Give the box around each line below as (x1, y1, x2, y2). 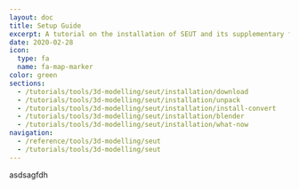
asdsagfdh (9, 169, 49, 180)
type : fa (17, 54, 50, 63)
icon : (9, 46, 29, 55)
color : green (9, 71, 58, 80)
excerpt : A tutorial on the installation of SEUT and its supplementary (9, 29, 285, 38)
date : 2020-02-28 (9, 37, 74, 47)
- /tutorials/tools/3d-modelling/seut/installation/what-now (17, 121, 249, 130)
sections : (9, 79, 46, 88)
